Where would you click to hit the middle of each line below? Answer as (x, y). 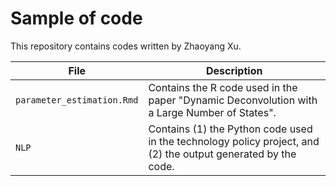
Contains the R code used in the (223, 87)
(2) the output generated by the (222, 154)
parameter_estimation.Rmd (77, 100)
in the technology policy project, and (234, 141)
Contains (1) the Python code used (230, 129)
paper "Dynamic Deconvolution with (233, 100)
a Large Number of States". (212, 112)
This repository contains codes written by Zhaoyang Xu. (126, 46)
